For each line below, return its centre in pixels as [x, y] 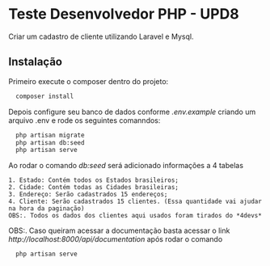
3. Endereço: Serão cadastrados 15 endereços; [88, 195]
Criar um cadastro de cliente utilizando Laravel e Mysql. [101, 36]
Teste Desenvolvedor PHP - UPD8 [124, 14]
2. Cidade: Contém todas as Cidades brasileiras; [94, 188]
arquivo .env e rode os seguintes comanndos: [84, 120]
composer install [45, 96]
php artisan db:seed [50, 142]
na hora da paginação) [46, 209]
